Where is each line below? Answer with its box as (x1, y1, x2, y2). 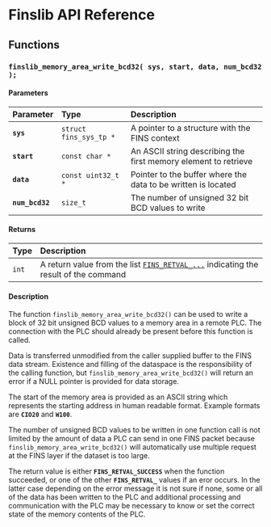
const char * (60, 151, 111, 161)
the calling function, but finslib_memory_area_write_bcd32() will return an (8, 368, 254, 377)
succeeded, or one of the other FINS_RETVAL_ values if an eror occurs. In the (8, 475, 261, 485)
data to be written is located (130, 179, 236, 190)
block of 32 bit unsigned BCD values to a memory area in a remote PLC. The (8, 318, 262, 328)
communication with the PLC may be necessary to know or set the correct (8, 501, 256, 511)
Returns (8, 225, 36, 234)
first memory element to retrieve (130, 155, 252, 167)
